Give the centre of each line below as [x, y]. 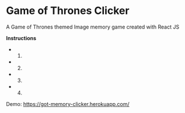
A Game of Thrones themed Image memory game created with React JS [93, 27]
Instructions [21, 38]
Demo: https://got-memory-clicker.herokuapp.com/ [68, 104]
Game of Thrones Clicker [68, 11]
